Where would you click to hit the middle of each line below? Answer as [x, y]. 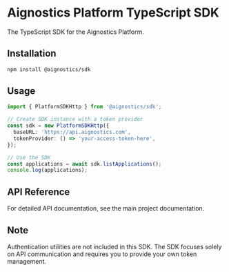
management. [27, 261]
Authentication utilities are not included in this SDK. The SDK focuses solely [114, 246]
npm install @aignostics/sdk [49, 69]
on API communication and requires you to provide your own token [102, 254]
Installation [32, 54]
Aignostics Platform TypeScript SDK [113, 13]
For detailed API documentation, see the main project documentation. [106, 208]
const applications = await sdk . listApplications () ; [84, 164]
